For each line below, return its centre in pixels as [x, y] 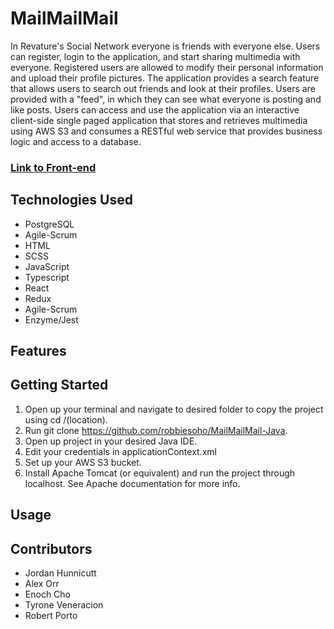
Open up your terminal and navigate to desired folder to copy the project [174, 409]
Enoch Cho [47, 594]
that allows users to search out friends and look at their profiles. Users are [163, 88]
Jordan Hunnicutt [60, 573]
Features [38, 351]
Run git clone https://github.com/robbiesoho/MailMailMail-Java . [156, 430]
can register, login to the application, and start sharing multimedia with [155, 56]
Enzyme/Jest [51, 319]
